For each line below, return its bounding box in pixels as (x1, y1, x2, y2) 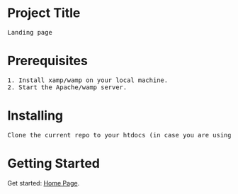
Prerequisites (7, 53, 89, 69)
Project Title (7, 5, 81, 21)
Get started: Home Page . (7, 178, 80, 187)
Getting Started (7, 156, 101, 171)
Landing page (7, 28, 53, 36)
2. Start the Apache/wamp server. (7, 83, 127, 91)
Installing (7, 108, 64, 124)
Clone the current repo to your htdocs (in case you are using (7, 131, 232, 139)
